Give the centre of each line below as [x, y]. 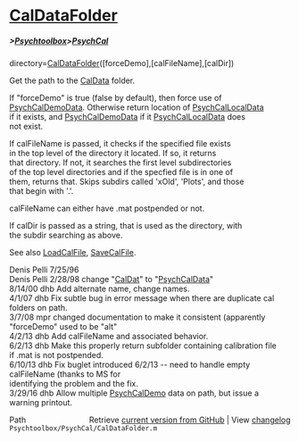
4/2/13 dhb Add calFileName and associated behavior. [109, 337]
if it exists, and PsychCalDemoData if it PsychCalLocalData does [127, 117]
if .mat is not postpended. [57, 355]
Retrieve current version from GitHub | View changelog [190, 420]
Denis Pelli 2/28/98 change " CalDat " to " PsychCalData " [112, 279]
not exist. [26, 127]
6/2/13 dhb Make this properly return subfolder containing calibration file [143, 346]
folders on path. [38, 308]
